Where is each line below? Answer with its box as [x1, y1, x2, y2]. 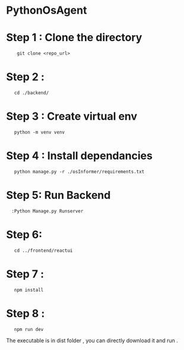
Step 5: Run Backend [6, 189, 111, 202]
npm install [14, 287, 44, 293]
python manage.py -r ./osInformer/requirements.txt [14, 168, 145, 174]
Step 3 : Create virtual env [6, 110, 138, 123]
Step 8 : [6, 307, 45, 320]
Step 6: [6, 228, 43, 242]
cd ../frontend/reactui [14, 248, 73, 254]
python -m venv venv [14, 129, 65, 135]
